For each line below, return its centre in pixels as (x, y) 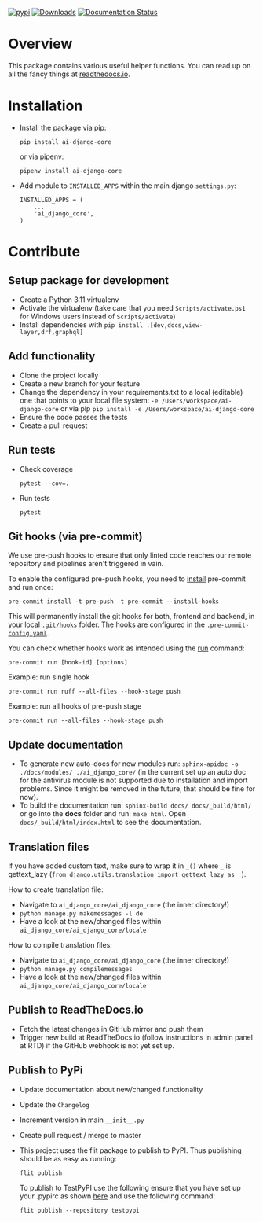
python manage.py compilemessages (76, 969)
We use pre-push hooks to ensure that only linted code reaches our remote (130, 555)
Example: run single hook (49, 677)
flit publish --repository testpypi (79, 1210)
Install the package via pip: (63, 127)
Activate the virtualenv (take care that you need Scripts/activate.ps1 (132, 307)
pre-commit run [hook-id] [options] (68, 663)
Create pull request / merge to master (80, 1135)
